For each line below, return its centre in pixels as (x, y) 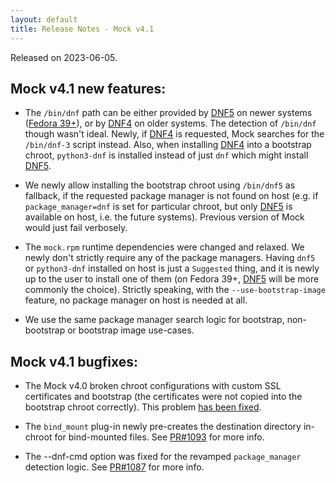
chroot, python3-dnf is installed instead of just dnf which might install (166, 155)
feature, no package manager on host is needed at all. (136, 300)
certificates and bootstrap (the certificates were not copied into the (163, 397)
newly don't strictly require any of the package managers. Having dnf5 (170, 258)
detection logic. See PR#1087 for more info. (114, 467)
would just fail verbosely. (76, 228)
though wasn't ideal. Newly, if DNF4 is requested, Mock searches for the (174, 134)
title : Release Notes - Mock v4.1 (82, 29)
